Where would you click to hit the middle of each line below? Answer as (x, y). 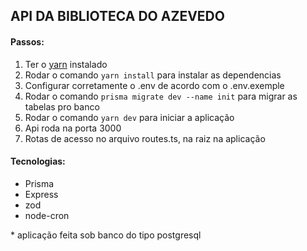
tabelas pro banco (62, 106)
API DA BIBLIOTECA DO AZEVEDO (117, 16)
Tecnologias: (38, 161)
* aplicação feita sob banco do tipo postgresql (106, 235)
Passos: (27, 41)
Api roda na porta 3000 (73, 128)
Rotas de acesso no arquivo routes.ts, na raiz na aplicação (145, 138)
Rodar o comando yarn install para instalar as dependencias (153, 75)
